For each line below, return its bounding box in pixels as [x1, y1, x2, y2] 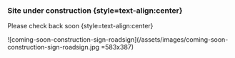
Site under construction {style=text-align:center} [7, 6, 184, 16]
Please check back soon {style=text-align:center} [7, 22, 154, 30]
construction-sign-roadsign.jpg [7, 43, 100, 52]
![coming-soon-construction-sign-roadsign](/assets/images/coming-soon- [7, 35, 229, 44]
